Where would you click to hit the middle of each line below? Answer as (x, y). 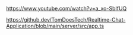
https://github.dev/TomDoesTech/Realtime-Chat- (66, 20)
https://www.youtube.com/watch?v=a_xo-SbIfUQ (66, 8)
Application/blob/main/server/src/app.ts (55, 26)
